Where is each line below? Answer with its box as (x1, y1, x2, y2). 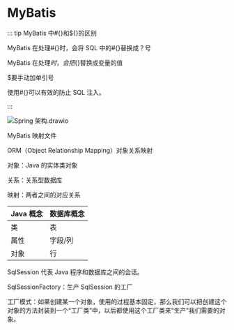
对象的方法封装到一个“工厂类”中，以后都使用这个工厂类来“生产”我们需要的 (7, 306, 219, 315)
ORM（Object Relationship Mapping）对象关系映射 (7, 146, 153, 154)
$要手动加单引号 (7, 73, 54, 82)
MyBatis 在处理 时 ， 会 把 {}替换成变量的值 (7, 58, 123, 67)
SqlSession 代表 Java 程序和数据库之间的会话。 (7, 267, 144, 276)
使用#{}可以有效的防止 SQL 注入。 (7, 88, 106, 96)
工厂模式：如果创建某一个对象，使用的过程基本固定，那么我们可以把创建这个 (7, 297, 227, 306)
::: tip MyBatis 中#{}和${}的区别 (7, 29, 97, 37)
